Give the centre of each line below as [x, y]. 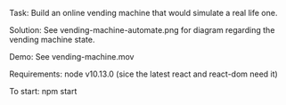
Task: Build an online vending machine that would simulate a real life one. [143, 13]
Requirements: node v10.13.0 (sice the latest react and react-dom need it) [143, 74]
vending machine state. [52, 40]
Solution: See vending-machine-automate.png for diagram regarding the [142, 30]
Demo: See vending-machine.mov [72, 57]
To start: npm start [43, 91]
